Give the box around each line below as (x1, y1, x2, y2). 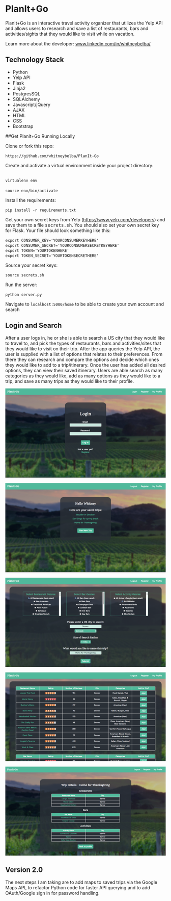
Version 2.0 (5, 865, 43, 874)
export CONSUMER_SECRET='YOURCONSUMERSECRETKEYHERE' (5, 243, 120, 248)
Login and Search (5, 321, 62, 330)
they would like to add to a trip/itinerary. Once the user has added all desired (5, 362, 166, 368)
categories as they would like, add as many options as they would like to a (5, 373, 161, 379)
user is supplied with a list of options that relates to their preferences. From (5, 351, 163, 357)
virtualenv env (5, 178, 38, 183)
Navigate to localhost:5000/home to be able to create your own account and (5, 301, 164, 307)
